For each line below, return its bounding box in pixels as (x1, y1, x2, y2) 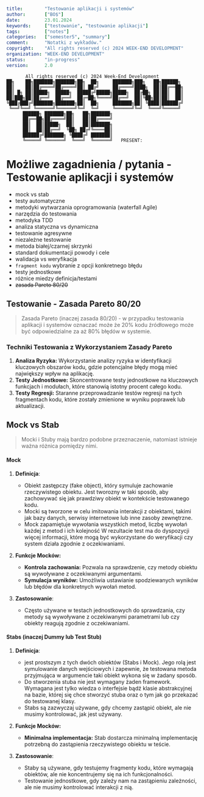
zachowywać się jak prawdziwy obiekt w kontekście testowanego (24, 494, 190, 502)
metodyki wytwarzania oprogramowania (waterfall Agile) (15, 203, 158, 211)
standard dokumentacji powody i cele (15, 248, 110, 256)
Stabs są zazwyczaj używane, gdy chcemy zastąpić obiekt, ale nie (24, 704, 192, 711)
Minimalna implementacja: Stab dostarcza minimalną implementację (24, 734, 198, 741)
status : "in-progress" (6, 57, 80, 63)
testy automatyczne (15, 197, 65, 204)
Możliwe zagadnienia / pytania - (6, 157, 172, 171)
